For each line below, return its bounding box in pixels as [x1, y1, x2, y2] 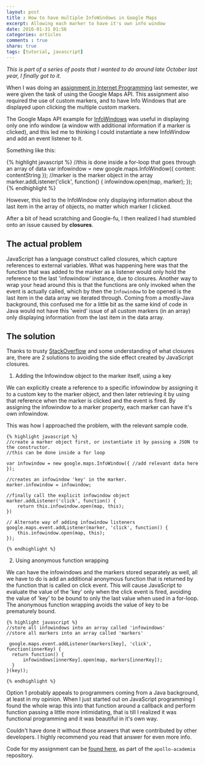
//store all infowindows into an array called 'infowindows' [6, 625, 166, 631]
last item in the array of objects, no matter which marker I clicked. [6, 202, 172, 210]
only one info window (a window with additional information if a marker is [6, 122, 191, 129]
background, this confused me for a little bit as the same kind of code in [6, 300, 188, 308]
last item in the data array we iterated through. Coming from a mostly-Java [6, 294, 195, 301]
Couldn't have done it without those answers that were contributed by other [6, 727, 198, 734]
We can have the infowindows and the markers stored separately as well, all [6, 569, 198, 576]
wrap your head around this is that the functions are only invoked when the [6, 281, 196, 288]
